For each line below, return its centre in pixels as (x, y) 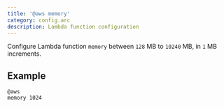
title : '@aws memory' (39, 14)
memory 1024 (24, 98)
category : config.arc (39, 20)
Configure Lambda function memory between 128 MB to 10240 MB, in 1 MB (112, 47)
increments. (24, 54)
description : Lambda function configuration (73, 26)
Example (27, 76)
